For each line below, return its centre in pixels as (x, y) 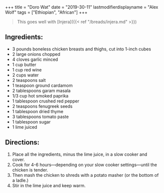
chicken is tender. (30, 170)
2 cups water (25, 75)
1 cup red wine (27, 70)
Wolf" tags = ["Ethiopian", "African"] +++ (46, 12)
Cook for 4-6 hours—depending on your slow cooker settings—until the (85, 165)
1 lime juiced (25, 127)
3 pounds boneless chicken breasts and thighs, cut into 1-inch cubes (82, 49)
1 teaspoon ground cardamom (42, 85)
